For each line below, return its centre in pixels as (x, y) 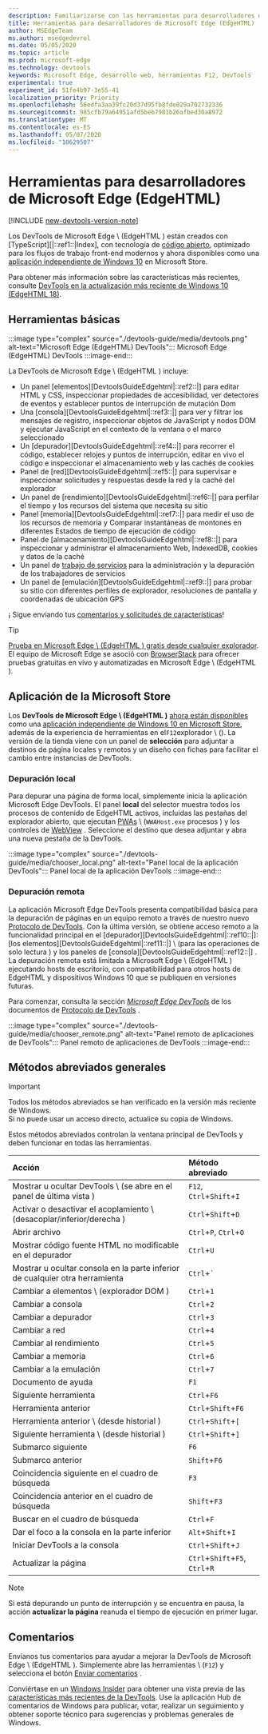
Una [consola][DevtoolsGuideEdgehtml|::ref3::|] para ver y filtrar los (131, 412)
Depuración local (42, 778)
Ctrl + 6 (201, 1356)
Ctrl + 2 (201, 1304)
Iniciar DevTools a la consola (66, 1545)
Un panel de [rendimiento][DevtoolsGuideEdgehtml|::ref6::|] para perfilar (139, 497)
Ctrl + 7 (201, 1369)
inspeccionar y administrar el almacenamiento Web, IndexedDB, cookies (138, 548)
